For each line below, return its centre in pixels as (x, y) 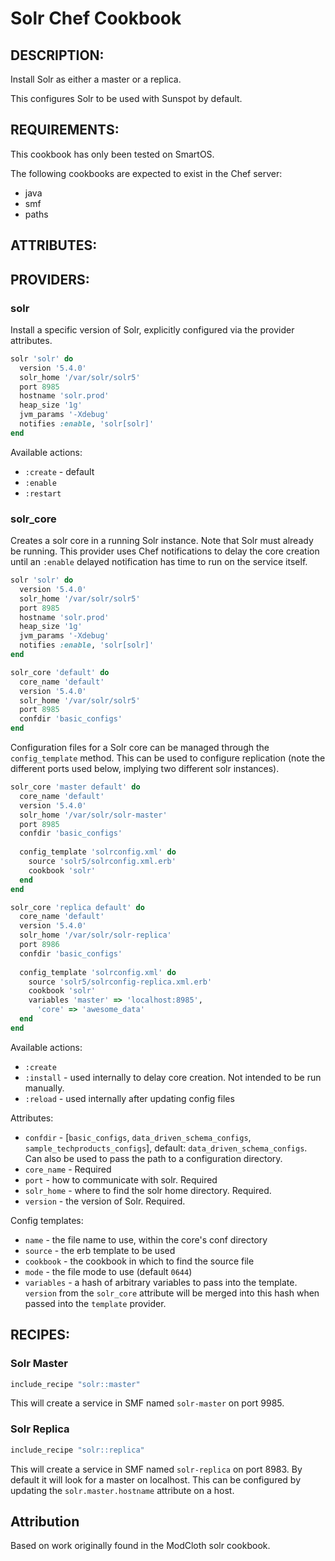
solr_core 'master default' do (75, 787)
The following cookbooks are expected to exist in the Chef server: (146, 173)
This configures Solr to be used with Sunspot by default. (126, 98)
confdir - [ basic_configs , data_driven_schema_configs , (138, 1137)
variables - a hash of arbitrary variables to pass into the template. (161, 1282)
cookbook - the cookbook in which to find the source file (139, 1261)
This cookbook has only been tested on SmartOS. (112, 154)
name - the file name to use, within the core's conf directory (146, 1239)
